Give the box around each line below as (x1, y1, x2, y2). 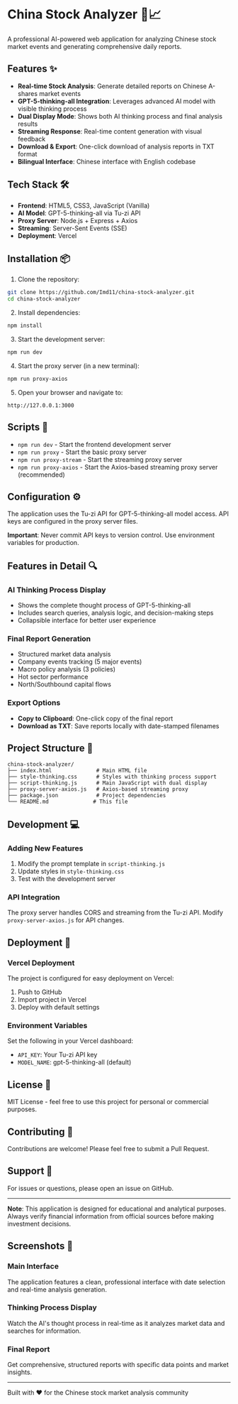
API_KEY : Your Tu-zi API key (17, 1050, 98, 1059)
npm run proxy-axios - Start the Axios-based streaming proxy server (17, 463, 218, 471)
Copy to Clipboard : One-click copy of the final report (17, 714, 174, 723)
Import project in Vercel (17, 995, 87, 1004)
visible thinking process (17, 104, 87, 113)
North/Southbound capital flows (17, 680, 112, 688)
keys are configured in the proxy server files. (7, 517, 138, 526)
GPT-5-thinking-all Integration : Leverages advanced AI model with (17, 97, 216, 105)
